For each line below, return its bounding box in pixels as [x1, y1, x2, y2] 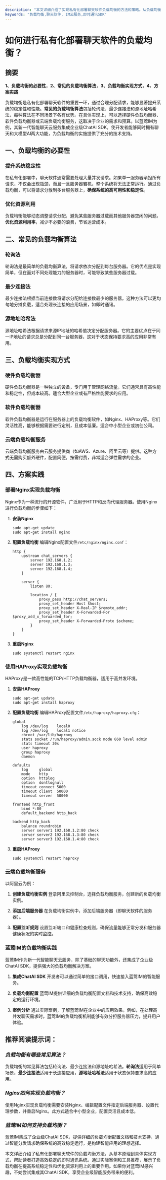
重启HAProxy [12, 846, 40, 852]
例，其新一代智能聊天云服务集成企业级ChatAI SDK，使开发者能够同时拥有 [5, 124, 155, 130]
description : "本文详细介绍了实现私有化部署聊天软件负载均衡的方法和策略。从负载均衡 [5, 7, 162, 12]
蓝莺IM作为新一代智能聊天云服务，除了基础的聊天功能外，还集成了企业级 [5, 957, 153, 963]
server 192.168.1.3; [30, 562, 73, 567]
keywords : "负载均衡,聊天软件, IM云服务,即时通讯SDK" [5, 12, 107, 17]
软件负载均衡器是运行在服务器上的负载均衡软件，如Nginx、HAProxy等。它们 [5, 416, 161, 422]
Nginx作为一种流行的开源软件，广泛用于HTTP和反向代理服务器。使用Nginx [5, 498, 158, 504]
